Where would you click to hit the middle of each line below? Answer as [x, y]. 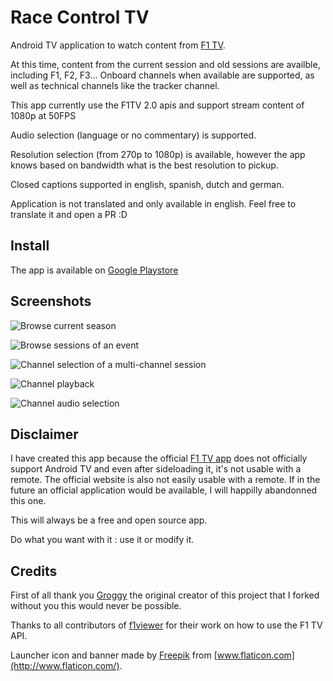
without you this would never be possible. [96, 606]
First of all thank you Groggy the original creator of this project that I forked [165, 595]
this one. [28, 501]
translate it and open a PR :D [69, 214]
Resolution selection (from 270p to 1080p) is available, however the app [158, 154]
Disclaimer [44, 434]
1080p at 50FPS [43, 115]
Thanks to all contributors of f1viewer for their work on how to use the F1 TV [166, 625]
